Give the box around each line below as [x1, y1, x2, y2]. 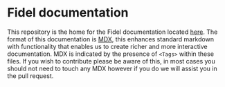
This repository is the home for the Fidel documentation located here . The [7, 28, 218, 36]
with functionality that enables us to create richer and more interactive [7, 42, 208, 50]
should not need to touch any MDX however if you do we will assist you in [7, 64, 217, 72]
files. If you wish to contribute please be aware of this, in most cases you [7, 57, 216, 65]
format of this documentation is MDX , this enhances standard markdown [7, 35, 215, 43]
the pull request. [7, 71, 54, 80]
